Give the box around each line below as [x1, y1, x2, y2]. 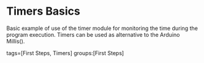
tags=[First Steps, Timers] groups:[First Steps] [6, 49, 124, 56]
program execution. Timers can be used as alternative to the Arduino [6, 31, 180, 38]
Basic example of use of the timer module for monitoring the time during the [6, 24, 198, 32]
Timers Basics [6, 4, 81, 18]
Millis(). [6, 37, 25, 45]
